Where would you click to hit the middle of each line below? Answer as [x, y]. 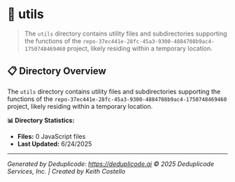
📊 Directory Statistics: [41, 120]
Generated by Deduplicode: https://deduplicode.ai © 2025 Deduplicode [111, 164]
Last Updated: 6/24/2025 [55, 144]
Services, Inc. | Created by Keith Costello [66, 171]
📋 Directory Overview [57, 71]
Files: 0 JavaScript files [51, 136]
